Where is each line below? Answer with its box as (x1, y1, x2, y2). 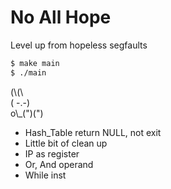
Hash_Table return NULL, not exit (24, 126, 162, 138)
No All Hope (10, 6, 112, 29)
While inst (24, 169, 67, 181)
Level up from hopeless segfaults (10, 39, 148, 51)
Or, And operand (24, 158, 94, 170)
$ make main (10, 58, 60, 68)
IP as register (24, 147, 80, 160)
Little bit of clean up (24, 137, 108, 149)
